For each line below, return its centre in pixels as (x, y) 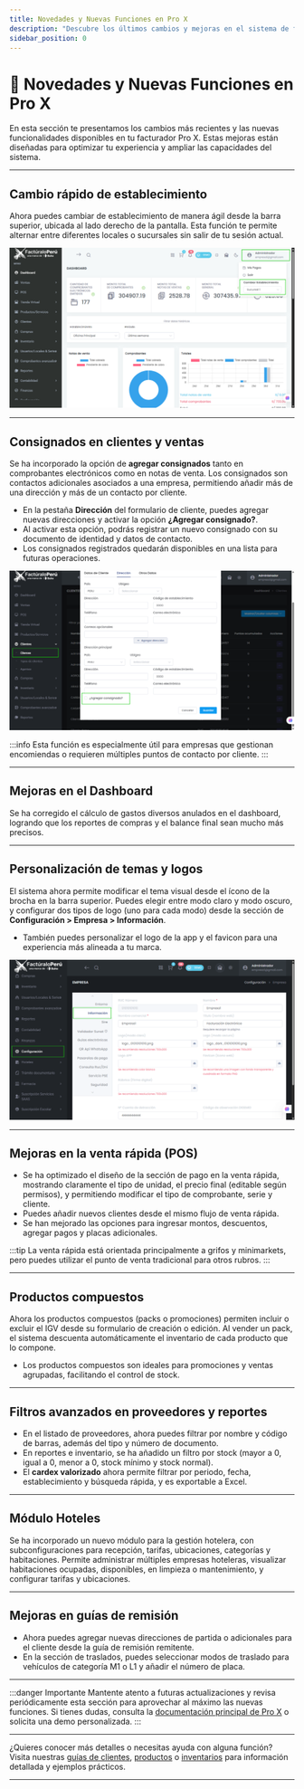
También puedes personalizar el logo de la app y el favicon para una (150, 937)
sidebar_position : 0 (48, 38)
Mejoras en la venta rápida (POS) (104, 1153)
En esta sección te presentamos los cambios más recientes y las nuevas (144, 128)
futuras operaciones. (62, 557)
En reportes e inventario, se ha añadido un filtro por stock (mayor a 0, (152, 1453)
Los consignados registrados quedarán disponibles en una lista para (150, 548)
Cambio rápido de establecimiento (109, 194)
